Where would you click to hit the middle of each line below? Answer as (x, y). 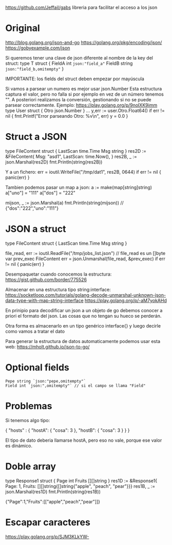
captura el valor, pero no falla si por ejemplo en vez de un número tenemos (85, 94)
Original (23, 28)
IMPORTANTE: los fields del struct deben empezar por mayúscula (75, 79)
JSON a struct (36, 229)
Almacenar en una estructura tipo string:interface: (58, 289)
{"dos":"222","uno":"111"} (32, 208)
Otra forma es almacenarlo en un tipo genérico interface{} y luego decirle (83, 325)
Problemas (29, 406)
